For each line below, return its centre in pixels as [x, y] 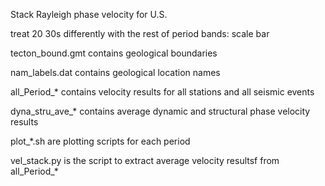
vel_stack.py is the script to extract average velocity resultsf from [145, 160]
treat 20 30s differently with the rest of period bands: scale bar [140, 33]
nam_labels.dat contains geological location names [115, 72]
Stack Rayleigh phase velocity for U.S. [89, 14]
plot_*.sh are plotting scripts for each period [100, 141]
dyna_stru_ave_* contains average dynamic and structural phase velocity [160, 111]
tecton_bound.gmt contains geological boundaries [114, 53]
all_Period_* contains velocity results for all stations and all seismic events [162, 92]
